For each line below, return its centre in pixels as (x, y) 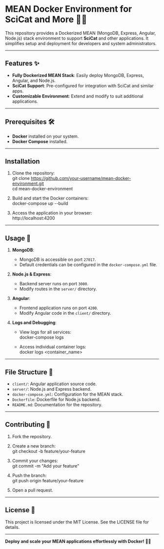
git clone (21, 178)
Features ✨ (22, 63)
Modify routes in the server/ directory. (58, 289)
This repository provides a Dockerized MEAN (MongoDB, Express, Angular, (81, 33)
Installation (22, 161)
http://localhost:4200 (33, 218)
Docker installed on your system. (45, 136)
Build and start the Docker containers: (50, 198)
